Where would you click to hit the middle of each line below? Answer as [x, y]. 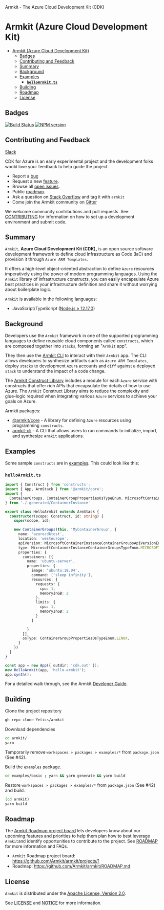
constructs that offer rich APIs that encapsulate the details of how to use [78, 386]
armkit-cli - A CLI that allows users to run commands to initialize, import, [85, 431]
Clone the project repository [33, 711]
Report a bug [25, 176]
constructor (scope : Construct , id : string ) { [57, 516]
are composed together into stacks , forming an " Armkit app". [66, 346]
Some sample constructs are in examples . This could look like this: [72, 463]
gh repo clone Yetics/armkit [35, 720]
